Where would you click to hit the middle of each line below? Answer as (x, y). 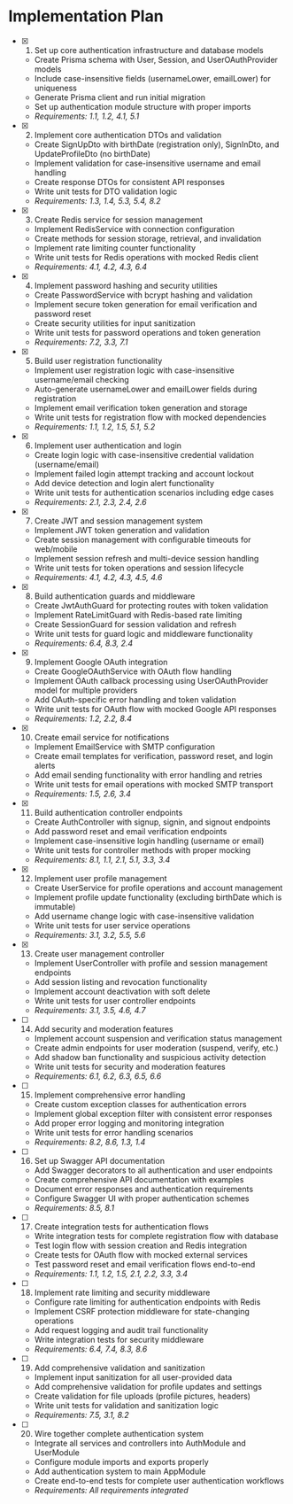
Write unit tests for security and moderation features (130, 1066)
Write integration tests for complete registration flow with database (156, 1236)
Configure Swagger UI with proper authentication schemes (142, 1198)
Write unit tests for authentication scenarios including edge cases (154, 492)
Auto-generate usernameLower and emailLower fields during (146, 389)
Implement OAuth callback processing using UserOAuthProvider (151, 680)
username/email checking (81, 379)
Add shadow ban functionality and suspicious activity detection (150, 1057)
